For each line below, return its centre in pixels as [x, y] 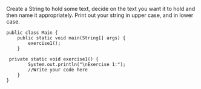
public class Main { [32, 33]
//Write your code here [58, 70]
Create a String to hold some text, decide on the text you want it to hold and [101, 9]
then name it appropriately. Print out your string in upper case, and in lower [100, 15]
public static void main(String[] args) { [71, 38]
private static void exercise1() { [54, 59]
